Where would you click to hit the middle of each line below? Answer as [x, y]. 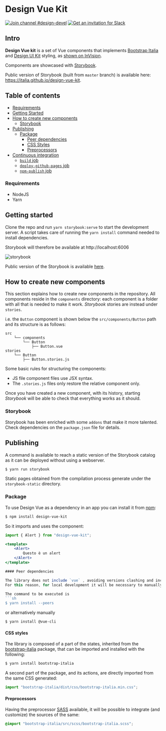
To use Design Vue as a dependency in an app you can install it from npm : [81, 507]
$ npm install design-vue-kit [36, 517]
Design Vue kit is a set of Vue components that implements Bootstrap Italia [82, 50]
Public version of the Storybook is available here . [55, 266]
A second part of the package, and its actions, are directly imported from [79, 673]
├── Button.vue [47, 347]
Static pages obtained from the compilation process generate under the [78, 478]
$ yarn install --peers [30, 603]
